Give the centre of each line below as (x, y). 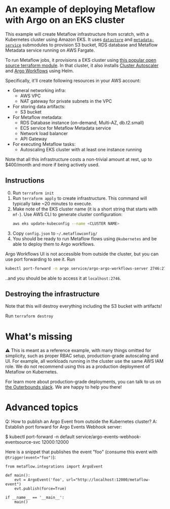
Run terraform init (33, 193)
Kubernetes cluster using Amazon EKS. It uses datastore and (69, 39)
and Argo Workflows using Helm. (40, 71)
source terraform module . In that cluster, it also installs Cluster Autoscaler (82, 65)
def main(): (18, 476)
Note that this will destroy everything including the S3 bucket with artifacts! (83, 306)
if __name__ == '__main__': (35, 498)
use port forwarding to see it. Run (40, 259)
